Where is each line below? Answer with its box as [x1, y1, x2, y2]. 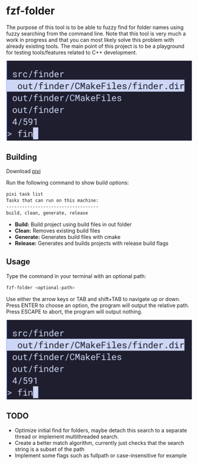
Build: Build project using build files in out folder [14, 221, 132, 228]
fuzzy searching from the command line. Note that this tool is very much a [6, 30, 186, 37]
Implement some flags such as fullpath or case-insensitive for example [14, 451, 187, 459]
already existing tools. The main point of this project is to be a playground [6, 43, 184, 50]
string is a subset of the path [14, 445, 85, 453]
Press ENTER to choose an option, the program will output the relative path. [6, 302, 190, 309]
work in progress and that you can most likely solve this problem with [6, 36, 174, 43]
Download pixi [6, 167, 41, 175]
